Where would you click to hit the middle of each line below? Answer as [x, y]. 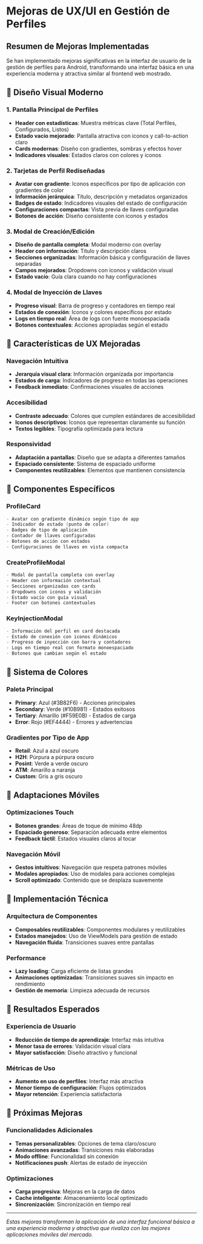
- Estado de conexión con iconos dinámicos [62, 636]
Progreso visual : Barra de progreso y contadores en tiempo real [95, 306]
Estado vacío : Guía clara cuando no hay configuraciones [86, 277]
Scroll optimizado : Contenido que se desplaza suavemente [89, 880]
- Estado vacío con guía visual [47, 597]
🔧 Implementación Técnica [57, 899]
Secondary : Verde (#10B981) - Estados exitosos [75, 709]
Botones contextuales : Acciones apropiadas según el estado [92, 325]
